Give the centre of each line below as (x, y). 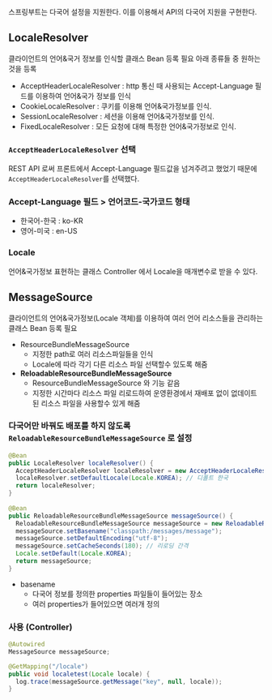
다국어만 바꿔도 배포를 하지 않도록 (70, 426)
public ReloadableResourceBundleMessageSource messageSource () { (121, 516)
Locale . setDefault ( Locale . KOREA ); (74, 554)
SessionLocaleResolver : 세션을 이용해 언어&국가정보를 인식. (117, 116)
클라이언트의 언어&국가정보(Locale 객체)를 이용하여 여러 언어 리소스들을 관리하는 (136, 318)
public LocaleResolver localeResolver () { (81, 463)
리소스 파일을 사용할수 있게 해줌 (91, 403)
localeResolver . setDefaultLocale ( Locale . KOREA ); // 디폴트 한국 (122, 478)
